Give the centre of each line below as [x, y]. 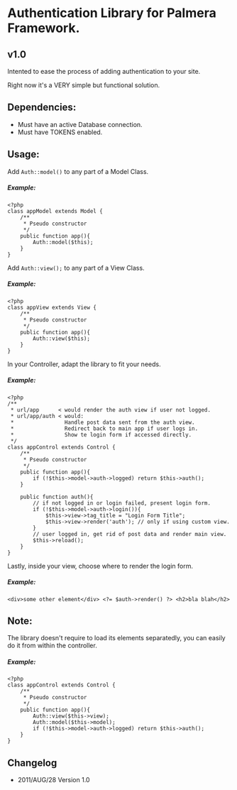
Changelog [32, 763]
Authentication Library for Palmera [112, 13]
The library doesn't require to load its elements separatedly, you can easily [116, 638]
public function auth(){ [57, 497]
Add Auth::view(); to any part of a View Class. [76, 268]
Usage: [24, 154]
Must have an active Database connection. [80, 124]
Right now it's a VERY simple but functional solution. [84, 85]
